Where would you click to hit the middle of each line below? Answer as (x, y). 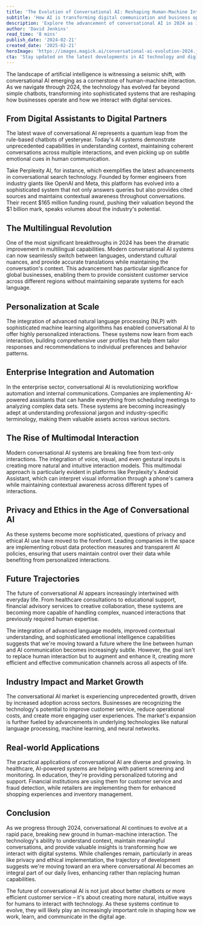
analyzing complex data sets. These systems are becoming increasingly (96, 406)
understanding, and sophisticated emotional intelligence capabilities (91, 637)
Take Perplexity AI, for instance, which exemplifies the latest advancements (100, 170)
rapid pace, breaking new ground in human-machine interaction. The (92, 834)
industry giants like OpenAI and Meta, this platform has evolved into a (93, 183)
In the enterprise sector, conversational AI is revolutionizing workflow (92, 387)
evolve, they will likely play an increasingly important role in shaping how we (101, 910)
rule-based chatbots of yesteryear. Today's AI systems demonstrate (91, 140)
